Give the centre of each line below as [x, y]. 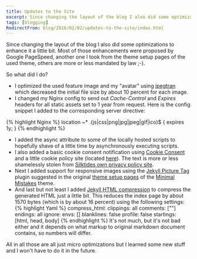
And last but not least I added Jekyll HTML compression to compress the [103, 190]
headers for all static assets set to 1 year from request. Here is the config [102, 105]
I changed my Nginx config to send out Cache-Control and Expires [95, 98]
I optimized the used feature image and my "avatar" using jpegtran [95, 86]
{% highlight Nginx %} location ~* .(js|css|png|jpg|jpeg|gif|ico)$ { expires [95, 122]
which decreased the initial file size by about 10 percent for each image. [101, 92]
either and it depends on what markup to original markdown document [100, 227]
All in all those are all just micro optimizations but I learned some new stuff [96, 244]
